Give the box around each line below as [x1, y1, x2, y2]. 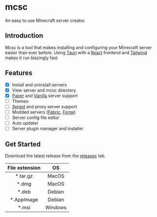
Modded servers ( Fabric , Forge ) [12, 109, 76, 115]
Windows [45, 204, 67, 211]
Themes [12, 98, 29, 104]
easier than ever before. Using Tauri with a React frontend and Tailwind [5, 50, 147, 55]
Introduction [5, 32, 44, 40]
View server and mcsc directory [12, 87, 76, 93]
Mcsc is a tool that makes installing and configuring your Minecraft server [5, 44, 152, 50]
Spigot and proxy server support [12, 103, 78, 109]
